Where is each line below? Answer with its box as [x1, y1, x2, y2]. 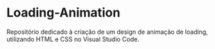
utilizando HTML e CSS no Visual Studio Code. [6, 35, 140, 43]
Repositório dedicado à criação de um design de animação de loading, [6, 28, 209, 36]
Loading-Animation [6, 5, 121, 21]
